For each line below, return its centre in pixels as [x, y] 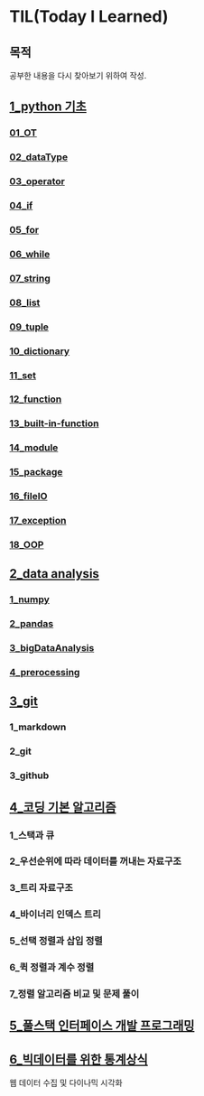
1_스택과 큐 [32, 835]
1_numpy [29, 599]
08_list [25, 302]
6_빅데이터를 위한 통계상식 [79, 1059]
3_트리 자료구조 [42, 888]
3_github [29, 776]
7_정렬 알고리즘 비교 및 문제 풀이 [74, 994]
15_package [36, 472]
